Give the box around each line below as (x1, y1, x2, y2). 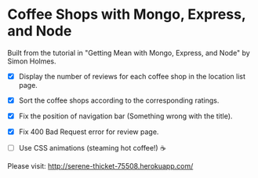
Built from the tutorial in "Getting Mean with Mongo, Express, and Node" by (7, 48, 250, 57)
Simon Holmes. (7, 56, 56, 66)
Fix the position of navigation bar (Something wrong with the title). (18, 111, 233, 121)
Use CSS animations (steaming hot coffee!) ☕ (18, 143, 166, 153)
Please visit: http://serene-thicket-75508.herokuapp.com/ (7, 162, 194, 171)
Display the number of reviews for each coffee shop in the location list (18, 71, 246, 81)
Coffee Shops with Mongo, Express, (7, 5, 246, 24)
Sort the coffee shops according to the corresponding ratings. (18, 96, 220, 105)
